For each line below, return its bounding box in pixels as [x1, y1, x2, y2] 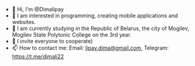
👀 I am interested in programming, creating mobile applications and [11, 12, 178, 19]
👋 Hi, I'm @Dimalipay [11, 6, 64, 13]
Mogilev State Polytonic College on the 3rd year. [11, 31, 132, 38]
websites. [11, 19, 36, 25]
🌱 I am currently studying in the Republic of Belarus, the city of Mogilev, [11, 25, 190, 32]
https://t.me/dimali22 [11, 53, 64, 60]
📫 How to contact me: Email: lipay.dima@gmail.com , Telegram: [11, 44, 169, 51]
